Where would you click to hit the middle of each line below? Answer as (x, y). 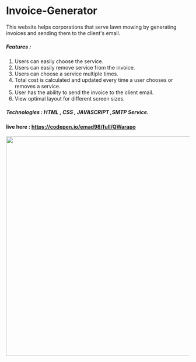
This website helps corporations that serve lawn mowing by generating (91, 27)
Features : (19, 46)
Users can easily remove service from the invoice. (75, 67)
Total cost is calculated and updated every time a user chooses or (94, 80)
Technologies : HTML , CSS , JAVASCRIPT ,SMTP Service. (77, 112)
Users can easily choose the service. (59, 61)
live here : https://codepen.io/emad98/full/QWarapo (71, 126)
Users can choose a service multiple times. (66, 74)
